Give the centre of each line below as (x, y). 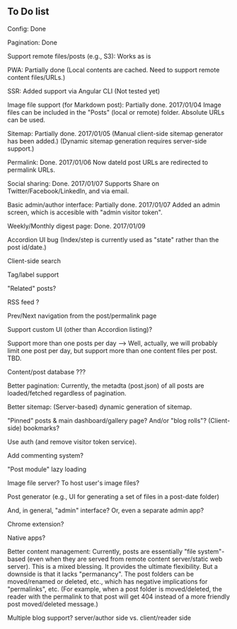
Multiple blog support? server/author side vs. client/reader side (99, 618)
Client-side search (34, 260)
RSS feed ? (23, 302)
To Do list (28, 12)
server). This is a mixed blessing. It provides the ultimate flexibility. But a (112, 566)
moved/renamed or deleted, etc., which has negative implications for (108, 581)
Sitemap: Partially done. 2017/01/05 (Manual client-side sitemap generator (115, 133)
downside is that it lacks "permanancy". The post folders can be (101, 574)
